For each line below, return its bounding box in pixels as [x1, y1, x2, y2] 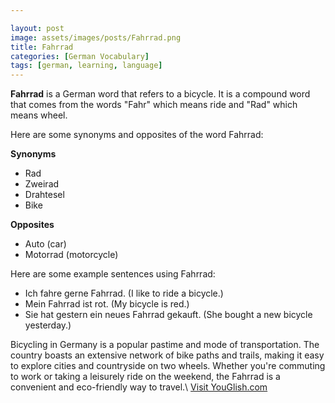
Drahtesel [24, 189, 65, 201]
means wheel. [10, 109, 68, 121]
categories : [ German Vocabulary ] [10, 51, 150, 61]
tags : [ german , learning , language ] [10, 61, 163, 71]
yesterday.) [24, 319, 72, 331]
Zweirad [24, 178, 60, 190]
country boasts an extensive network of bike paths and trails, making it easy [10, 349, 325, 361]
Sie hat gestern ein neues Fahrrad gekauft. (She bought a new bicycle [24, 309, 313, 321]
